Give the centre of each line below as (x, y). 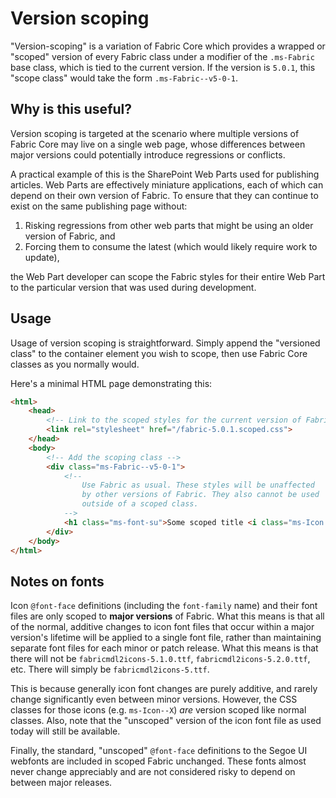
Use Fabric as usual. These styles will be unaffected (198, 485)
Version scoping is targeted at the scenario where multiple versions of (155, 133)
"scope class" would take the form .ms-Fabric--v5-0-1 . (124, 78)
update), (42, 257)
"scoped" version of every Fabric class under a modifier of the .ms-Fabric (162, 56)
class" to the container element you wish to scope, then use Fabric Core (159, 353)
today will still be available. (65, 731)
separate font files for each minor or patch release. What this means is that (164, 648)
